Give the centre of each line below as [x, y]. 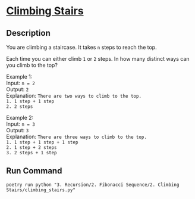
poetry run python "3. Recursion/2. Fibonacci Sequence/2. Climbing [93, 185]
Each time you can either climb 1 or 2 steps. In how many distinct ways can [98, 59]
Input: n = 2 [21, 83]
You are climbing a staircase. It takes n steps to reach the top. [81, 47]
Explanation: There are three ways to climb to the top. [77, 136]
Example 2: [20, 118]
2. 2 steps [20, 107]
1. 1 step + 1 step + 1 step [42, 142]
